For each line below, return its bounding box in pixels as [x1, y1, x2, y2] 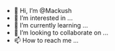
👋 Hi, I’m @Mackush [13, 7, 72, 14]
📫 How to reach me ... [13, 37, 79, 44]
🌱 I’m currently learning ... [13, 21, 89, 29]
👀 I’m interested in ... [13, 14, 73, 22]
